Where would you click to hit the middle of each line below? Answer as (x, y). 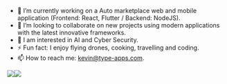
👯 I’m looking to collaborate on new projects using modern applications (118, 25)
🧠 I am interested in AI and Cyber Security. (78, 40)
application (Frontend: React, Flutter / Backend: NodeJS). (99, 18)
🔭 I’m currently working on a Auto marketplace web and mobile (107, 11)
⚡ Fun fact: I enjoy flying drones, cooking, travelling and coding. (108, 48)
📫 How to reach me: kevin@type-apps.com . (81, 58)
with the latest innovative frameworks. (72, 32)
